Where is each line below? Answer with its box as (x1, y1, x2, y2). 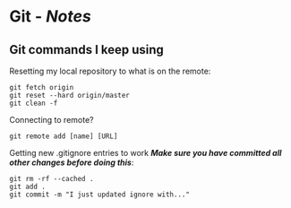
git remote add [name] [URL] (9, 132, 118, 141)
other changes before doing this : (9, 157, 134, 168)
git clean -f (9, 99, 58, 108)
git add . (9, 182, 47, 191)
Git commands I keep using (9, 42, 164, 57)
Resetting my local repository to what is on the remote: (9, 65, 211, 76)
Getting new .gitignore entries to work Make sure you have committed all (9, 148, 282, 158)
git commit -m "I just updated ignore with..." (9, 190, 191, 199)
